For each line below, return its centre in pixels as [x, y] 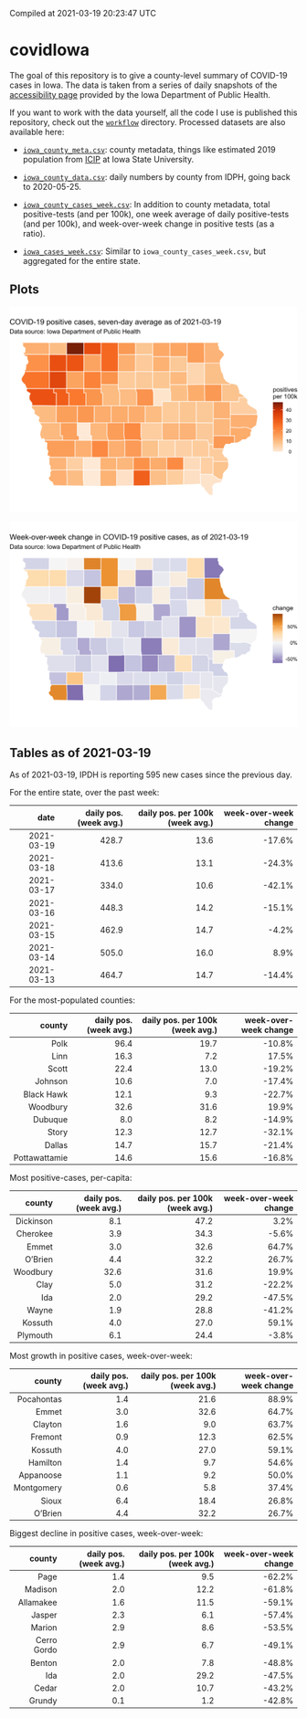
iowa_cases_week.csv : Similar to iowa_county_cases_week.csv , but [144, 251]
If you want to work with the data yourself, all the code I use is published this [153, 112]
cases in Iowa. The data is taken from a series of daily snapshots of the [143, 85]
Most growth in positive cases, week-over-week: [101, 1355]
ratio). [34, 233]
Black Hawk [46, 1094]
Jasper [44, 1615]
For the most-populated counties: [72, 1000]
